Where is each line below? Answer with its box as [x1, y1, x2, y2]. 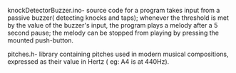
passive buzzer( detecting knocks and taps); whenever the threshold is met [7, 13, 230, 22]
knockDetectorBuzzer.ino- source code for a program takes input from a [7, 6, 220, 14]
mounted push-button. [7, 36, 73, 45]
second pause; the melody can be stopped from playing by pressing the [7, 28, 220, 37]
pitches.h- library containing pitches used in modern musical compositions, [7, 50, 230, 58]
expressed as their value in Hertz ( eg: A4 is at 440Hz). [7, 57, 170, 66]
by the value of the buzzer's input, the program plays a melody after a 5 [7, 21, 218, 29]
